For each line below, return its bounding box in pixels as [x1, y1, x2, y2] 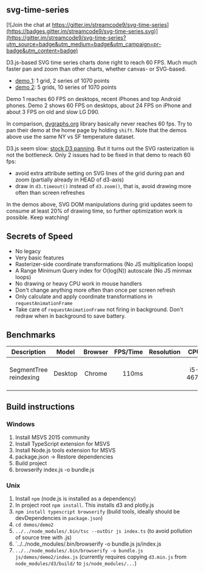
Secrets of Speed [6, 231, 73, 242]
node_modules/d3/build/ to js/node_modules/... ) [15, 560, 137, 567]
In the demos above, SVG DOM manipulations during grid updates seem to [6, 200, 193, 208]
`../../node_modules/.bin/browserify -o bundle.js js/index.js [15, 540, 162, 547]
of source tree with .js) [15, 534, 72, 541]
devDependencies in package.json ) [15, 515, 103, 522]
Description [11, 348, 46, 356]
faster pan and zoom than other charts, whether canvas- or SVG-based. [6, 65, 186, 72]
